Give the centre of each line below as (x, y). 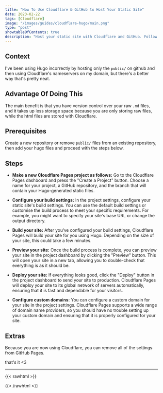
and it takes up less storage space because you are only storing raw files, (79, 111)
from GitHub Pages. (25, 353)
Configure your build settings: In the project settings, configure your (81, 200)
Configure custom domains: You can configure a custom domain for (81, 300)
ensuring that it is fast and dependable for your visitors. (67, 291)
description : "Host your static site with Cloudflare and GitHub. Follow (81, 37)
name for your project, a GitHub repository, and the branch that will (79, 186)
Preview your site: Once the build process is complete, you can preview (84, 250)
